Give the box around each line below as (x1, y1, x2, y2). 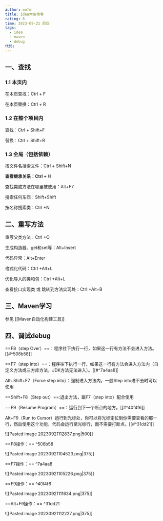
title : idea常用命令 (5, 12, 44, 17)
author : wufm (5, 7, 32, 12)
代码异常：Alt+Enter (5, 255, 45, 261)
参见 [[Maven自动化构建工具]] (5, 316, 65, 322)
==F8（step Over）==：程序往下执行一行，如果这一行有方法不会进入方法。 (5, 346, 157, 351)
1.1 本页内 (5, 79, 27, 86)
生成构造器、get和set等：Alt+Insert (5, 245, 76, 250)
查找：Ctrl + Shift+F (5, 127, 45, 133)
